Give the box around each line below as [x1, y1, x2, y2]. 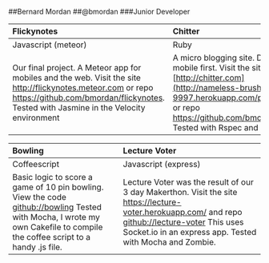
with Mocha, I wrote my [12, 212, 100, 222]
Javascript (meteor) [12, 39, 87, 50]
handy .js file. [12, 241, 62, 253]
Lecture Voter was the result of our [122, 177, 254, 187]
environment [12, 112, 60, 123]
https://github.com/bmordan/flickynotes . [12, 92, 166, 103]
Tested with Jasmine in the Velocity [12, 102, 146, 113]
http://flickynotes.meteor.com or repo [12, 82, 154, 93]
